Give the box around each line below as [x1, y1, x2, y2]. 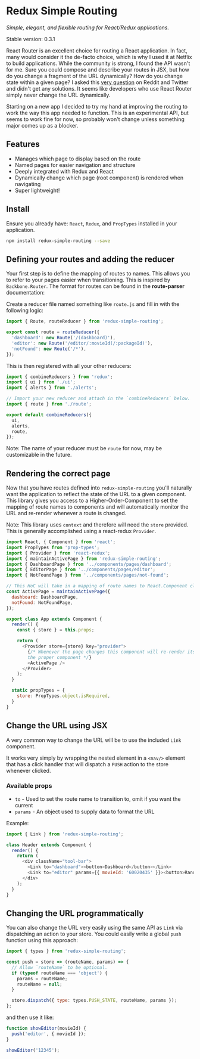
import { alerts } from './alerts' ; [6, 385, 97, 391]
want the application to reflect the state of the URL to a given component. [6, 491, 186, 498]
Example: [6, 819, 29, 826]
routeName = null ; [17, 981, 62, 987]
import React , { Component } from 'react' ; [6, 539, 116, 545]
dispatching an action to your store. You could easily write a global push [6, 930, 182, 937]
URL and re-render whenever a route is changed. [6, 510, 127, 517]
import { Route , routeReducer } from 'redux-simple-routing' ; [6, 318, 164, 324]
